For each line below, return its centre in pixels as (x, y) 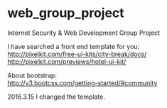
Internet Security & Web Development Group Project (84, 33)
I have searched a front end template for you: (74, 46)
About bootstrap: (32, 75)
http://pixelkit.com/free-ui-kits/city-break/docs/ (77, 54)
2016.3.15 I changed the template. (56, 97)
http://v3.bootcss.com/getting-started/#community (82, 82)
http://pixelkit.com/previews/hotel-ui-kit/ (67, 61)
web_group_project (66, 13)
